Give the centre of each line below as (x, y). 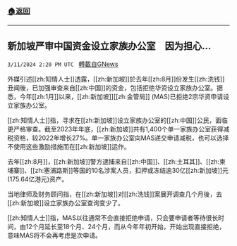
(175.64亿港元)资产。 (38, 179)
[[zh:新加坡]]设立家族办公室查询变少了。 (66, 203)
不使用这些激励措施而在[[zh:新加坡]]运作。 (69, 147)
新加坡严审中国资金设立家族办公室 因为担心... (109, 46)
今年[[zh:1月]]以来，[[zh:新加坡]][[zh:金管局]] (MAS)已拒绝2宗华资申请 (121, 97)
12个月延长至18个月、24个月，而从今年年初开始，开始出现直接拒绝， (126, 227)
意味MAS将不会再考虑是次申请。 (55, 235)
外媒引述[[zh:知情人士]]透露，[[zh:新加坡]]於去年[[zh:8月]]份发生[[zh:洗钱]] (116, 79)
